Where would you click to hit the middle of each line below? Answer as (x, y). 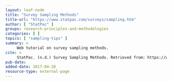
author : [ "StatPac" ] (29, 24)
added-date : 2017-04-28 (31, 67)
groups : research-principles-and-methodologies (57, 29)
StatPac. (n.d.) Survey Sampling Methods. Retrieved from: (81, 57)
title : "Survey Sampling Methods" (42, 15)
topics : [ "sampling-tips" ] (36, 39)
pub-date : (16, 62)
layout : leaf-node (25, 10)
